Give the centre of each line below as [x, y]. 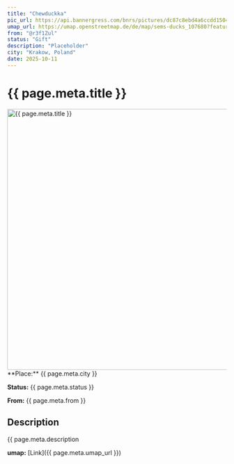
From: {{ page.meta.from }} [47, 400]
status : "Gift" [29, 40]
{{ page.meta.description [43, 439]
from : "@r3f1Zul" [32, 33]
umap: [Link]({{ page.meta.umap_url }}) [64, 452]
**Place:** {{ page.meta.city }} [52, 374]
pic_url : [20, 20]
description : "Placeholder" [48, 46]
